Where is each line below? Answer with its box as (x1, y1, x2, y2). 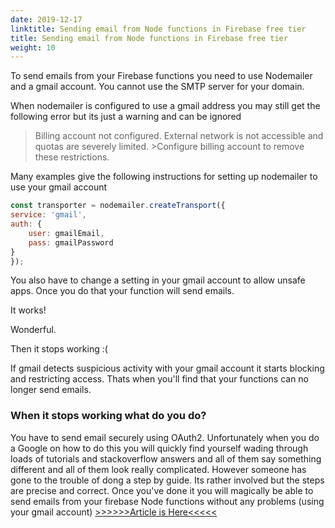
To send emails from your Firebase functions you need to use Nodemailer (10, 70, 313, 82)
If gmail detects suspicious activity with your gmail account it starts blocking (10, 362, 325, 375)
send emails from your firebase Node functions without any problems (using (10, 495, 325, 507)
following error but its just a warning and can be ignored (10, 111, 242, 123)
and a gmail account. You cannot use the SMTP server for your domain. (10, 81, 305, 93)
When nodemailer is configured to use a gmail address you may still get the (10, 100, 321, 112)
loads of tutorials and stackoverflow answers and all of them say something (10, 452, 322, 465)
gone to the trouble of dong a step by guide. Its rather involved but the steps (10, 474, 325, 486)
